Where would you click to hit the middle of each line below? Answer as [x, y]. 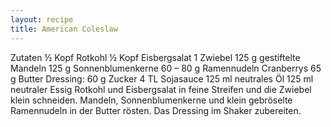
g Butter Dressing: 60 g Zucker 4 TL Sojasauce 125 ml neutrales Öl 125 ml [162, 78]
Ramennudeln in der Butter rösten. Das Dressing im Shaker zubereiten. [156, 110]
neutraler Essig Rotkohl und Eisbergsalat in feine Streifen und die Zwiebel [161, 89]
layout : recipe [42, 19]
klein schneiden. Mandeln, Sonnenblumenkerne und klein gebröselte [151, 100]
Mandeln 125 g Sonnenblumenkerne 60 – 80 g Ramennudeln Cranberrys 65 [166, 68]
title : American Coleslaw [64, 29]
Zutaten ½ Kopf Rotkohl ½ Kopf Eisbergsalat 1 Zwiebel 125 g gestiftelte [155, 57]
